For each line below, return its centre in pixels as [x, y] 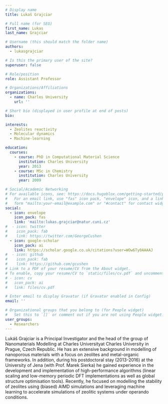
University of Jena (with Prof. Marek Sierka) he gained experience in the [79, 365]
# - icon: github [24, 255]
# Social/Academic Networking [37, 189]
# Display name [21, 10]
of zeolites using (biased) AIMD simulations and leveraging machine [75, 386]
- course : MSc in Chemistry [43, 171]
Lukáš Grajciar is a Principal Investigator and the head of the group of [77, 338]
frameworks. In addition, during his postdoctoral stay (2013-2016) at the [79, 360]
